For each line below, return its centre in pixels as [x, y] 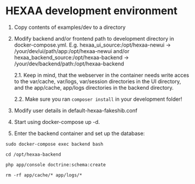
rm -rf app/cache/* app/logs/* [44, 175]
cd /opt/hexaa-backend [33, 155]
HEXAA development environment [92, 11]
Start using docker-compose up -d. [57, 121]
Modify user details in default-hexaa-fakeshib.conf [76, 110]
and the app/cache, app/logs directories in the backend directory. [94, 87]
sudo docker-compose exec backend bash [54, 144]
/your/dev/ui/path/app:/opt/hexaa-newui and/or [72, 51]
